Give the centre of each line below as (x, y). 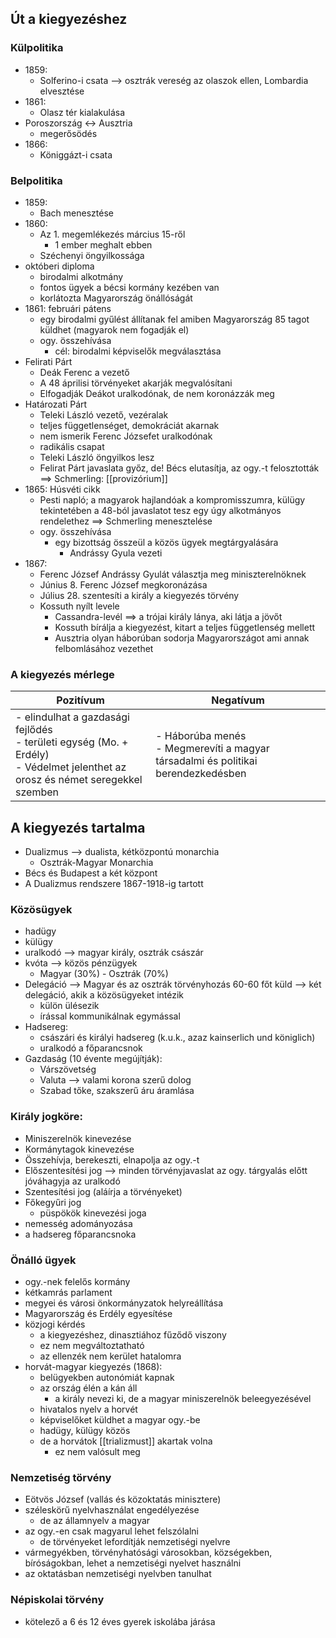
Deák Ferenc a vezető (84, 372)
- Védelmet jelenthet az (71, 767)
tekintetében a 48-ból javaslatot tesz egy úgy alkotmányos (160, 510)
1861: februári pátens (68, 308)
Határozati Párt (56, 404)
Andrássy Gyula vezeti (116, 553)
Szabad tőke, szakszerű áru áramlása (117, 1091)
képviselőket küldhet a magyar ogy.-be (120, 1419)
